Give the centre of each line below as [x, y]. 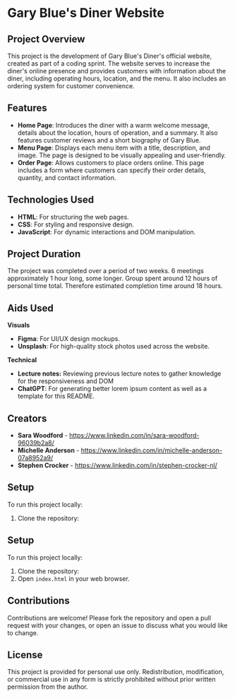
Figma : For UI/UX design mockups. [68, 339]
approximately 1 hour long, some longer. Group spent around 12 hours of [113, 278]
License [25, 655]
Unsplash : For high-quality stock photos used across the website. [114, 347]
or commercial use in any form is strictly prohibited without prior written [112, 680]
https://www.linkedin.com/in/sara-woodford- [134, 435]
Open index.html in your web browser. [74, 578]
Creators [27, 418]
